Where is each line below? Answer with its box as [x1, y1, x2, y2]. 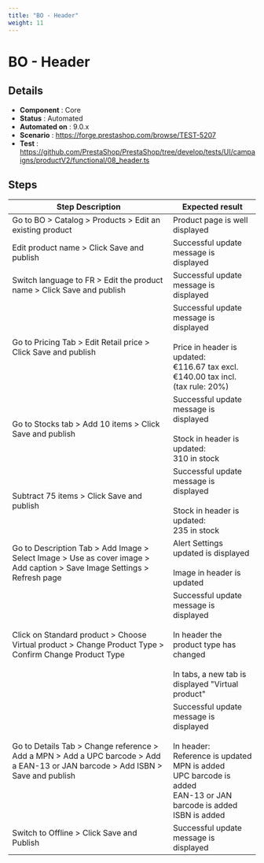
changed [172, 649, 206, 660]
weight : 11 [8, 19, 44, 27]
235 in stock [172, 525, 220, 536]
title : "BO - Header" [8, 11, 79, 20]
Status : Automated [19, 113, 83, 123]
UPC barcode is [172, 770, 231, 781]
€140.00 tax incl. [172, 371, 237, 382]
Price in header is [172, 342, 237, 353]
